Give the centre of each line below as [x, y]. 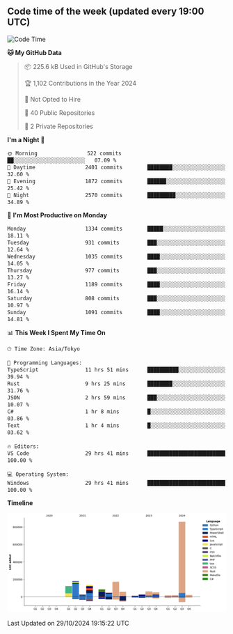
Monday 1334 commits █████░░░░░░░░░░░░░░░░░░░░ [116, 229]
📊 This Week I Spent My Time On [56, 332]
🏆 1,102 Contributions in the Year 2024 [80, 83]
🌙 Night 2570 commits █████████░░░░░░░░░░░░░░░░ [116, 195]
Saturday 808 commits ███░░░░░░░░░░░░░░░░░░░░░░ [116, 298]
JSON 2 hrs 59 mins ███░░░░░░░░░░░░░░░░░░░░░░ [116, 397]
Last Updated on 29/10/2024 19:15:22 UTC [69, 624]
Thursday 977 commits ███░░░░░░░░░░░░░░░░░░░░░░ [116, 270]
